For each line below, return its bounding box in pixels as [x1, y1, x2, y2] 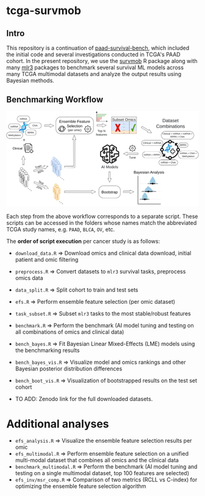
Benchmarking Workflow [6, 94, 104, 105]
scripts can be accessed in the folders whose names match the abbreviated [6, 219, 197, 227]
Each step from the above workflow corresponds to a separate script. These [6, 212, 198, 220]
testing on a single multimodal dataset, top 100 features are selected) [15, 470, 190, 477]
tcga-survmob [6, 4, 81, 18]
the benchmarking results [15, 347, 80, 354]
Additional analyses [6, 417, 109, 430]
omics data [15, 274, 44, 282]
